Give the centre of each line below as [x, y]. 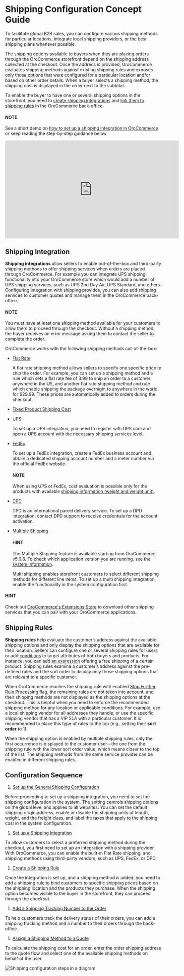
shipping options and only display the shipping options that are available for [82, 645]
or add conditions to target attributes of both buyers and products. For [77, 655]
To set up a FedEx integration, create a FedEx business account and [82, 453]
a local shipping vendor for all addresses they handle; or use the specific [79, 713]
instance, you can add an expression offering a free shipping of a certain [79, 661]
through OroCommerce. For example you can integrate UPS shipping [75, 274]
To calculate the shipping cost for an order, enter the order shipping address [83, 948]
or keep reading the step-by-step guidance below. [57, 133]
